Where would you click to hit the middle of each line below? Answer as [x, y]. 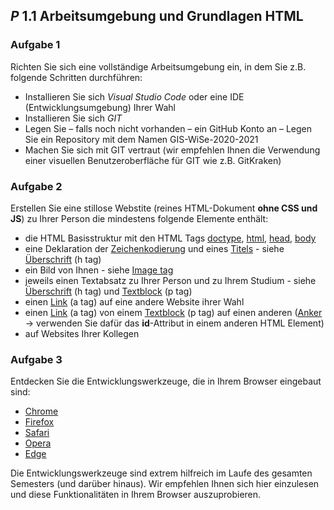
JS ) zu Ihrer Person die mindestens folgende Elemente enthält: [139, 218]
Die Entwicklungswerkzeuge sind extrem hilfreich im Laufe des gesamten [161, 473]
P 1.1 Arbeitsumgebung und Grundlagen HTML [157, 16]
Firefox [39, 422]
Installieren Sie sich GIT [73, 118]
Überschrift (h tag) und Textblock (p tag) [108, 291]
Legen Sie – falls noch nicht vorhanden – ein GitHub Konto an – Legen [168, 128]
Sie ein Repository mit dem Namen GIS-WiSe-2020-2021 [141, 139]
